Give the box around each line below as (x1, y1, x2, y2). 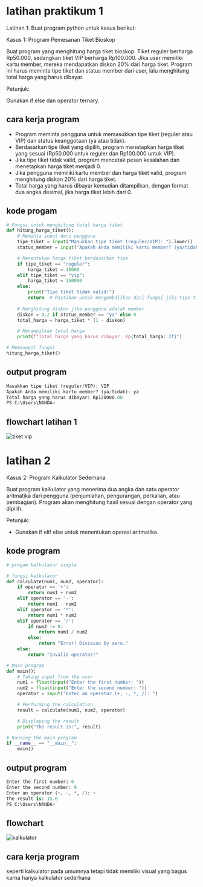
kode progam (6, 206, 57, 216)
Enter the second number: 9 (6, 784, 77, 790)
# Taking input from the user (17, 673, 94, 680)
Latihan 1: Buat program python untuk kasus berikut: (6, 24, 137, 31)
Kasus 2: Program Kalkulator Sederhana (6, 474, 106, 481)
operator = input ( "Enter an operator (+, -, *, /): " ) (17, 691, 158, 697)
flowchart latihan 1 (6, 416, 77, 427)
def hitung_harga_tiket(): (6, 227, 74, 234)
